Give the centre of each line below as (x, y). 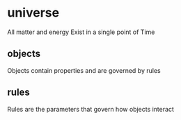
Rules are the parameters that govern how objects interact (90, 109)
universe (33, 13)
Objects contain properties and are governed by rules (84, 70)
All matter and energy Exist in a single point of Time (81, 32)
